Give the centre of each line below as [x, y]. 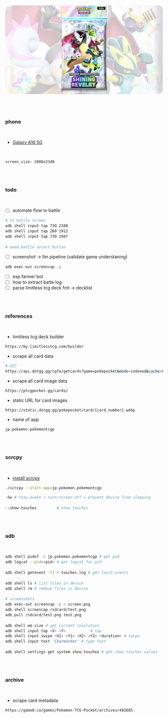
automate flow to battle [36, 210]
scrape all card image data [40, 381]
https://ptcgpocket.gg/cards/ [37, 391]
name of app [25, 419]
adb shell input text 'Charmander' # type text [56, 641]
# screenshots [20, 599]
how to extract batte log [37, 282]
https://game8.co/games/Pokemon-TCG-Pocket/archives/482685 [69, 710]
